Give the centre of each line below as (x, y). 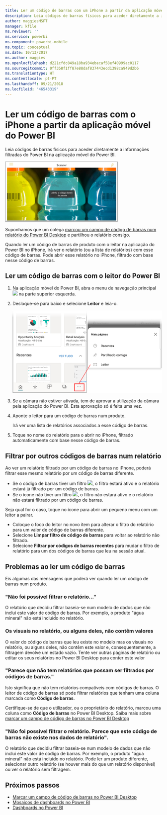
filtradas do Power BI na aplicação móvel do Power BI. (60, 155)
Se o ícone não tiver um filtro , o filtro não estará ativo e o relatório (83, 495)
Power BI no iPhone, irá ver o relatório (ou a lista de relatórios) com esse (79, 250)
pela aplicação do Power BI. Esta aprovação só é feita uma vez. (77, 406)
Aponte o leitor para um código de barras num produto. (69, 416)
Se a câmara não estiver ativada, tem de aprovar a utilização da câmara (86, 401)
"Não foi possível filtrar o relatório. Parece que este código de (81, 731)
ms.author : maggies (25, 58)
